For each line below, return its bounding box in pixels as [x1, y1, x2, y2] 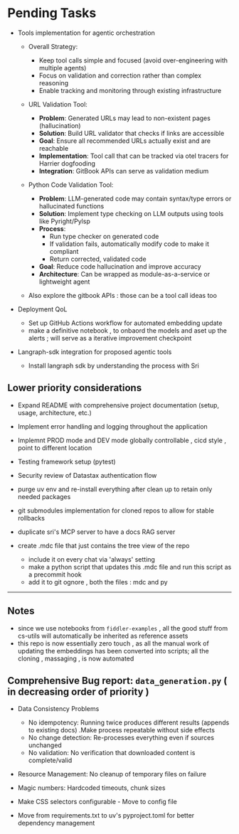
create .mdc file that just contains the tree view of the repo [17, 541, 190, 550]
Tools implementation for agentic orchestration [17, 28, 155, 37]
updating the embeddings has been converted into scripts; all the [17, 646, 209, 655]
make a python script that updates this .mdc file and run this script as [28, 562, 232, 571]
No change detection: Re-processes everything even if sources [28, 734, 215, 742]
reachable [38, 144, 69, 152]
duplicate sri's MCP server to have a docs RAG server [17, 528, 176, 536]
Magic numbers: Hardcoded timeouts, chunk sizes [17, 784, 166, 792]
